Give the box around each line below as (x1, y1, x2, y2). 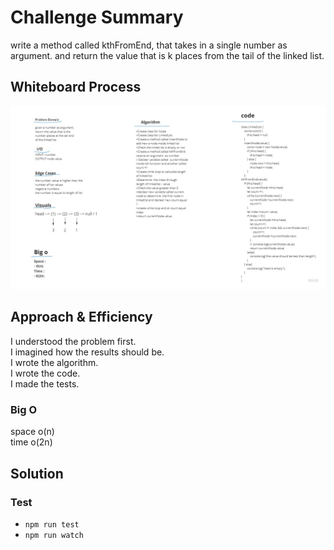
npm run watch (24, 530, 84, 540)
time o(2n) (10, 436, 53, 448)
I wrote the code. (10, 367, 81, 379)
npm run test (24, 519, 80, 530)
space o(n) (10, 426, 55, 438)
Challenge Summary (10, 6, 184, 29)
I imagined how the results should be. (10, 346, 165, 358)
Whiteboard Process (10, 79, 142, 96)
